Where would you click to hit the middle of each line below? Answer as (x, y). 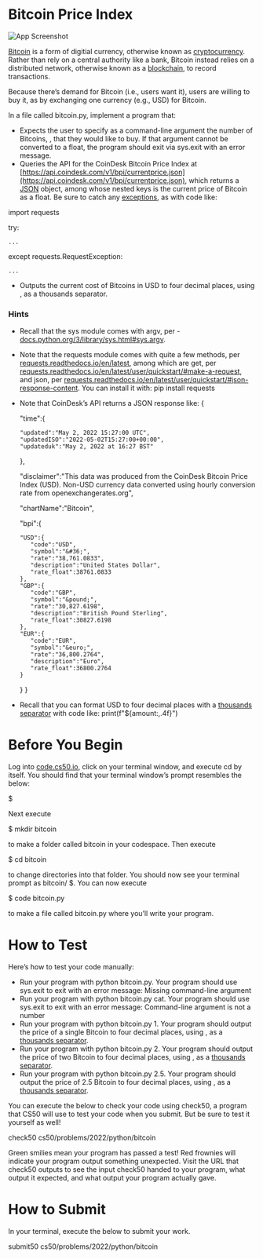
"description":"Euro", (67, 662)
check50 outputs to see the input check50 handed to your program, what (127, 1170)
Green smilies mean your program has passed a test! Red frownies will (122, 1153)
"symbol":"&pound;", (64, 600)
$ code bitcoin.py (37, 898)
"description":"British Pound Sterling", (99, 614)
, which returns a (212, 180)
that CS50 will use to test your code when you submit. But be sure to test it (129, 1114)
